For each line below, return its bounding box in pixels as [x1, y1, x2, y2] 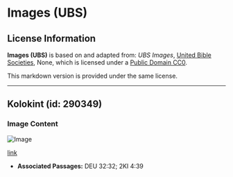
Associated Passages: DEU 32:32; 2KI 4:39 [17, 162, 144, 170]
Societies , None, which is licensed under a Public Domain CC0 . [7, 58, 188, 67]
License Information [7, 33, 96, 44]
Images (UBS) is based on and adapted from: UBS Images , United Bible [7, 51, 212, 59]
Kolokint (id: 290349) [7, 99, 103, 110]
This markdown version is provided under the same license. [7, 71, 178, 80]
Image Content [7, 119, 59, 129]
